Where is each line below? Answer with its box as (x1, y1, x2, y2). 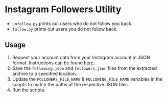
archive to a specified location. (12, 70, 77, 77)
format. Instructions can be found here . (12, 60, 95, 66)
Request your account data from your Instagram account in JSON (12, 54, 150, 60)
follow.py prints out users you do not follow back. (12, 26, 118, 32)
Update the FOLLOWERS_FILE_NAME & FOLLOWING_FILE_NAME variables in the (12, 76, 163, 82)
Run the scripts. (12, 87, 45, 93)
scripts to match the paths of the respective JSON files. (12, 81, 129, 87)
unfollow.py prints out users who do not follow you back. (12, 20, 133, 27)
